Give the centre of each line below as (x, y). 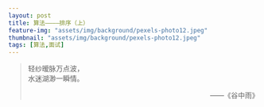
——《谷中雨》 (235, 95)
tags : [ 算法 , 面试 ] (37, 45)
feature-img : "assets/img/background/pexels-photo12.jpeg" (108, 30)
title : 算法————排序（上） (49, 23)
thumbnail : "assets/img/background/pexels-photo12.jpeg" (105, 38)
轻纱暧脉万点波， (56, 69)
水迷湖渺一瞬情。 (56, 78)
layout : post (30, 15)
